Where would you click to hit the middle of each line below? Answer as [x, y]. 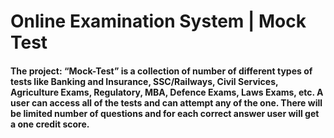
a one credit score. [50, 124]
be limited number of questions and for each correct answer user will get [165, 113]
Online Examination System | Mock [158, 21]
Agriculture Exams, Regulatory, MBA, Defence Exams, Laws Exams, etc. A [167, 92]
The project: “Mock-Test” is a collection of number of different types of [161, 71]
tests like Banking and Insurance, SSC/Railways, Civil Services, [144, 81]
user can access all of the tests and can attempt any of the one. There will [166, 102]
